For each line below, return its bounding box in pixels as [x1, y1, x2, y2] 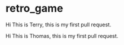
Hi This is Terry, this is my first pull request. [5, 21, 112, 28]
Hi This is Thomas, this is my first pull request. [5, 32, 119, 39]
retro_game [5, 2, 63, 15]
